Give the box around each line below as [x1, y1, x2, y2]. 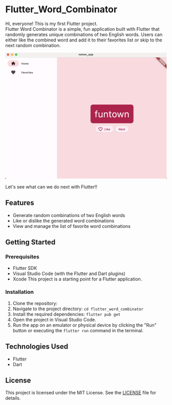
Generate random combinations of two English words [12, 212, 125, 218]
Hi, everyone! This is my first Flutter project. [5, 20, 98, 27]
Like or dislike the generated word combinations [12, 218, 115, 224]
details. [5, 395, 21, 401]
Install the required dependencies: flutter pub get [12, 311, 121, 317]
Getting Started [5, 238, 56, 247]
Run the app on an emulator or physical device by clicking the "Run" [12, 322, 157, 328]
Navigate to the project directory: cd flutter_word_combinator [12, 306, 144, 312]
